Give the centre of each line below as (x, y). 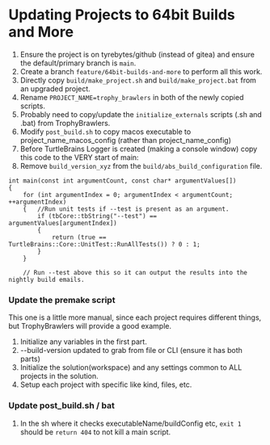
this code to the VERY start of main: (79, 157)
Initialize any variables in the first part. (83, 342)
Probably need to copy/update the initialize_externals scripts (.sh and (141, 114)
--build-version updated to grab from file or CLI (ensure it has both (131, 351)
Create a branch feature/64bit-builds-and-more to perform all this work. (141, 71)
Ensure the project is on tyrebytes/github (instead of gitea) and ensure (137, 54)
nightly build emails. (46, 279)
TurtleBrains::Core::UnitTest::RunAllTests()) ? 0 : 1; (104, 244)
